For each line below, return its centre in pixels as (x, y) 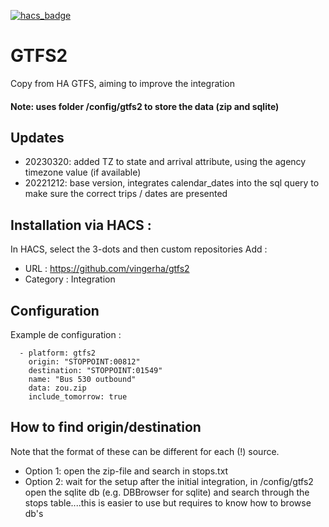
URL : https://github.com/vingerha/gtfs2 (107, 269)
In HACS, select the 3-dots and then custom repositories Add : (139, 249)
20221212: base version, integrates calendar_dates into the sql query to (172, 183)
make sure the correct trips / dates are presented (126, 194)
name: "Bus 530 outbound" (82, 379)
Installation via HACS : (81, 225)
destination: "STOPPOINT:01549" (95, 370)
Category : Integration (70, 279)
